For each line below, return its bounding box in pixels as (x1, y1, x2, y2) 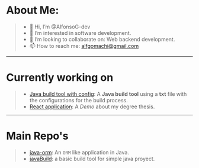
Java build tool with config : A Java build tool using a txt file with (29, 90, 187, 98)
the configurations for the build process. (29, 96, 129, 104)
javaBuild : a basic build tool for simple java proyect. (29, 155, 155, 162)
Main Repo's (6, 130, 69, 143)
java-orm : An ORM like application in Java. (29, 148, 129, 156)
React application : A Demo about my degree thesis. (29, 103, 155, 110)
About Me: (6, 4, 59, 17)
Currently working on (6, 71, 114, 85)
